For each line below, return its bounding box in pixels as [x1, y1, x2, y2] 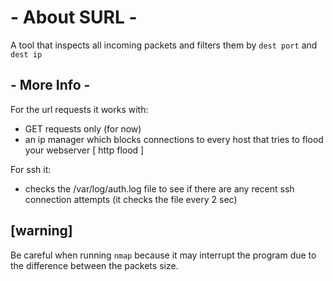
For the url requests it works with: [10, 103, 149, 115]
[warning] [10, 222, 73, 240]
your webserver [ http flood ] [24, 144, 145, 156]
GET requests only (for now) [24, 122, 142, 135]
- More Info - [10, 77, 91, 94]
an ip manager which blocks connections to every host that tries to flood [24, 133, 324, 145]
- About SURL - [10, 6, 138, 29]
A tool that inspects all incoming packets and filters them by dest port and [10, 39, 318, 51]
